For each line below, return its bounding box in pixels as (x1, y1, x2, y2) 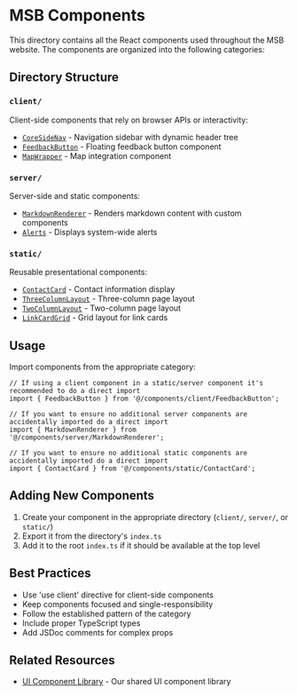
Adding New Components (9, 488, 155, 503)
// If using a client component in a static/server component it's (9, 379, 264, 388)
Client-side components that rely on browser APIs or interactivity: (9, 115, 248, 125)
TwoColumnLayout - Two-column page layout (21, 303, 182, 313)
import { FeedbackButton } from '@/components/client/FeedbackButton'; (9, 394, 279, 404)
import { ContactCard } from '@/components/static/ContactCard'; (9, 464, 255, 473)
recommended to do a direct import (9, 387, 141, 396)
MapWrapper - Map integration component (21, 150, 172, 161)
